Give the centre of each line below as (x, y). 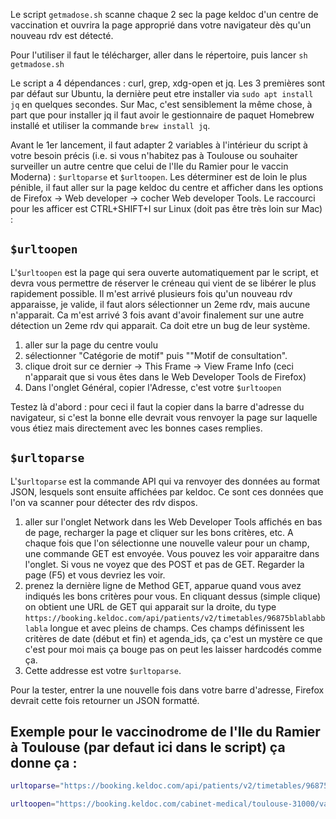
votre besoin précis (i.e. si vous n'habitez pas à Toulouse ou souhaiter (154, 155)
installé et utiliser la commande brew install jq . (110, 125)
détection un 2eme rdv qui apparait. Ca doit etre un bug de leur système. (160, 325)
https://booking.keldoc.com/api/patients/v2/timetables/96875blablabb (175, 618)
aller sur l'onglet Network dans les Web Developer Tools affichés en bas (173, 521)
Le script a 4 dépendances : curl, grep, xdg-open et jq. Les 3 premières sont (168, 83)
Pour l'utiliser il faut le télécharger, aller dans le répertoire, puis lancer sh (159, 55)
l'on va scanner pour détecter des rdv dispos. (104, 502)
